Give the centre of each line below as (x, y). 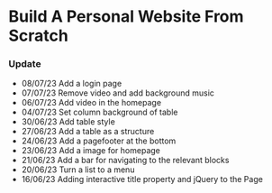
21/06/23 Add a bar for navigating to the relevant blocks (125, 161)
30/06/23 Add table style (68, 122)
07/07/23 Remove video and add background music (118, 93)
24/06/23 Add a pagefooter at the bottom (99, 141)
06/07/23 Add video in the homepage (91, 103)
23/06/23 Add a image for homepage (91, 151)
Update (25, 64)
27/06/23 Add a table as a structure (88, 132)
